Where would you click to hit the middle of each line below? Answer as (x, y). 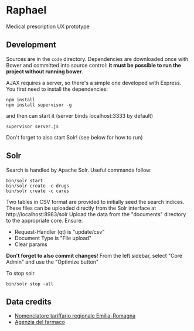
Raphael (26, 10)
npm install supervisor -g (39, 105)
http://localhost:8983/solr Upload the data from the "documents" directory (96, 214)
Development (31, 45)
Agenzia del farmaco (40, 322)
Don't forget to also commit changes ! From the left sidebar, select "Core (94, 255)
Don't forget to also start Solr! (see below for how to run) (74, 137)
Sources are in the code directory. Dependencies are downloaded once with (97, 59)
